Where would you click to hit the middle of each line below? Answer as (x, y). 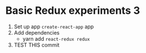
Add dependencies (37, 32)
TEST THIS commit (37, 45)
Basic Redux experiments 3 (73, 11)
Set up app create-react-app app (54, 26)
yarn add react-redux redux (56, 39)
